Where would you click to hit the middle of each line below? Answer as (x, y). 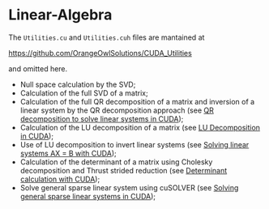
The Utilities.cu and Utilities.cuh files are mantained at (107, 37)
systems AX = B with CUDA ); (68, 153)
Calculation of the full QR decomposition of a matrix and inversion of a (137, 101)
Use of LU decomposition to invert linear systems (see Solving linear (134, 144)
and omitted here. (38, 68)
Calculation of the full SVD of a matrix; (84, 93)
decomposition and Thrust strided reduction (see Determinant (124, 170)
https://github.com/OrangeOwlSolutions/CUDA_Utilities (100, 53)
